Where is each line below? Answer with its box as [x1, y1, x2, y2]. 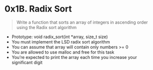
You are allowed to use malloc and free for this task [11, 49, 115, 55]
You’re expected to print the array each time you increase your [11, 54, 137, 60]
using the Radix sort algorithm [16, 24, 77, 30]
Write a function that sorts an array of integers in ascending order [16, 19, 148, 25]
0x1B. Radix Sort [4, 3, 72, 14]
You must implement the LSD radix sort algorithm [11, 39, 110, 44]
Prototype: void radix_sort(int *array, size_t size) [11, 34, 108, 40]
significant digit [11, 59, 43, 65]
